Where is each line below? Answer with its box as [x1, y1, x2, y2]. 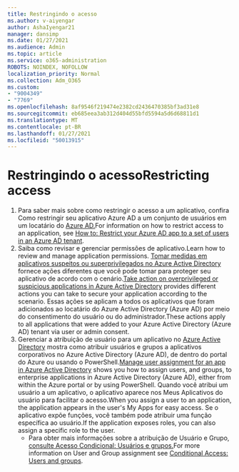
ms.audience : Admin [7, 44, 66, 51]
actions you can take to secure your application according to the [17, 290, 208, 298]
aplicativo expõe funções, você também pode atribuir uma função [17, 411, 212, 420]
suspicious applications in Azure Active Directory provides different [17, 282, 216, 291]
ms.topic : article [7, 51, 62, 58]
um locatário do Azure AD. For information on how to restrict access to [17, 221, 224, 230]
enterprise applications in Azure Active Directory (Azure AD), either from [17, 373, 231, 382]
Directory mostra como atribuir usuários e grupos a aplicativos [17, 343, 202, 351]
